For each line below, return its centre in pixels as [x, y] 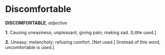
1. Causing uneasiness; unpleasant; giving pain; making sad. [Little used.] [81, 32]
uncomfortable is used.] [30, 47]
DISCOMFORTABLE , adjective [36, 23]
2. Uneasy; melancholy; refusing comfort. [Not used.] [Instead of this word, [83, 42]
